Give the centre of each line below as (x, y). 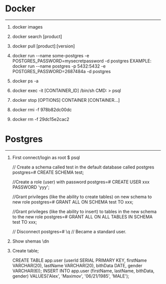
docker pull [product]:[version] (43, 46)
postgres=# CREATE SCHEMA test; (48, 172)
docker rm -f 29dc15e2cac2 (41, 119)
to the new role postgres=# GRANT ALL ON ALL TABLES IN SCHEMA (83, 217)
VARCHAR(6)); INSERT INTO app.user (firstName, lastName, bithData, (83, 271)
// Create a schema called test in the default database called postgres (83, 167)
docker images (27, 27)
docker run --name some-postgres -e (51, 55)
